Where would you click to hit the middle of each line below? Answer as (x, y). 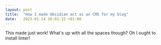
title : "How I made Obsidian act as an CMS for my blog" (67, 14)
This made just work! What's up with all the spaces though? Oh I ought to (80, 33)
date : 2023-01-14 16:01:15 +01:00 (43, 19)
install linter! (18, 38)
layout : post (19, 10)
